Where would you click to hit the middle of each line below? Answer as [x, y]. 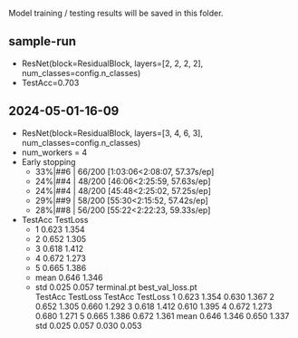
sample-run [43, 41]
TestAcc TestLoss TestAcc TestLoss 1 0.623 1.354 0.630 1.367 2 [155, 296]
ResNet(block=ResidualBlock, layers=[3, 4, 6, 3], [112, 133]
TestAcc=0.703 [50, 82]
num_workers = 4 [54, 152]
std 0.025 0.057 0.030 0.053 [88, 325]
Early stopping [48, 161]
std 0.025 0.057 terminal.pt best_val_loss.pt [116, 287]
